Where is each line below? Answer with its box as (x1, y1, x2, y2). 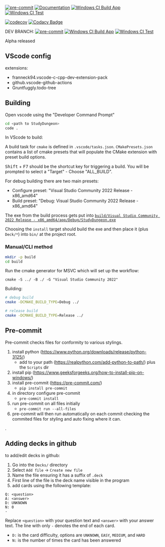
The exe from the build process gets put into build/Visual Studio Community (5, 212, 158, 218)
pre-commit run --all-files (19, 406, 76, 411)
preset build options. (5, 154, 47, 160)
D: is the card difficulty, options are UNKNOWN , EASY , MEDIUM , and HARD (12, 532, 146, 538)
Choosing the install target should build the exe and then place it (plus (5, 226, 148, 232)
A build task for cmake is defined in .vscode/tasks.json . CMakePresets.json (5, 144, 153, 150)
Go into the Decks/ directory (12, 462, 68, 468)
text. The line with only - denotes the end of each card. (5, 523, 115, 529)
